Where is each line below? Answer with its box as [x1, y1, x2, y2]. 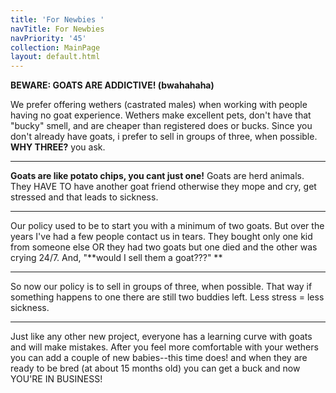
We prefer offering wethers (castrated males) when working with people [10, 99, 308, 111]
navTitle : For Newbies [10, 24, 105, 34]
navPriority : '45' [10, 33, 87, 43]
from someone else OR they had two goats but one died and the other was [10, 241, 318, 253]
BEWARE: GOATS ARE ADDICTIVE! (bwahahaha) [10, 79, 215, 91]
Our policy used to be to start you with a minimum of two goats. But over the [10, 220, 325, 232]
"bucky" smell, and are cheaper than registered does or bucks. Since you [10, 120, 313, 132]
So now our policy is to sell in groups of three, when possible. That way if [10, 281, 313, 293]
